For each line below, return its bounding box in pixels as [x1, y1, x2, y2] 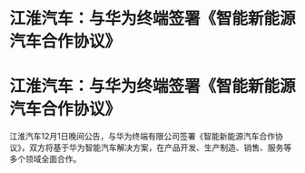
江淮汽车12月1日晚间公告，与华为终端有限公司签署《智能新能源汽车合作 [9, 131, 275, 142]
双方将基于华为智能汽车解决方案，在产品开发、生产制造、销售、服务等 [28, 142, 292, 153]
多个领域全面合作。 [9, 154, 82, 165]
